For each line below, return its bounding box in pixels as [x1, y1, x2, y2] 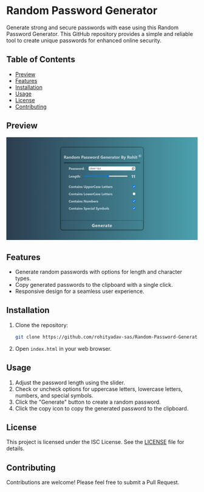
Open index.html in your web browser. [15, 345, 112, 352]
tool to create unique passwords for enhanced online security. [6, 37, 162, 44]
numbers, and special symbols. [15, 392, 93, 399]
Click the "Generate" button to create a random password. [15, 398, 161, 406]
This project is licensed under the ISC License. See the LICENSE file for [6, 438, 185, 446]
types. [15, 275, 32, 282]
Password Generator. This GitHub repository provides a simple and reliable [6, 30, 193, 37]
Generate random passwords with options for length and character [15, 269, 182, 276]
